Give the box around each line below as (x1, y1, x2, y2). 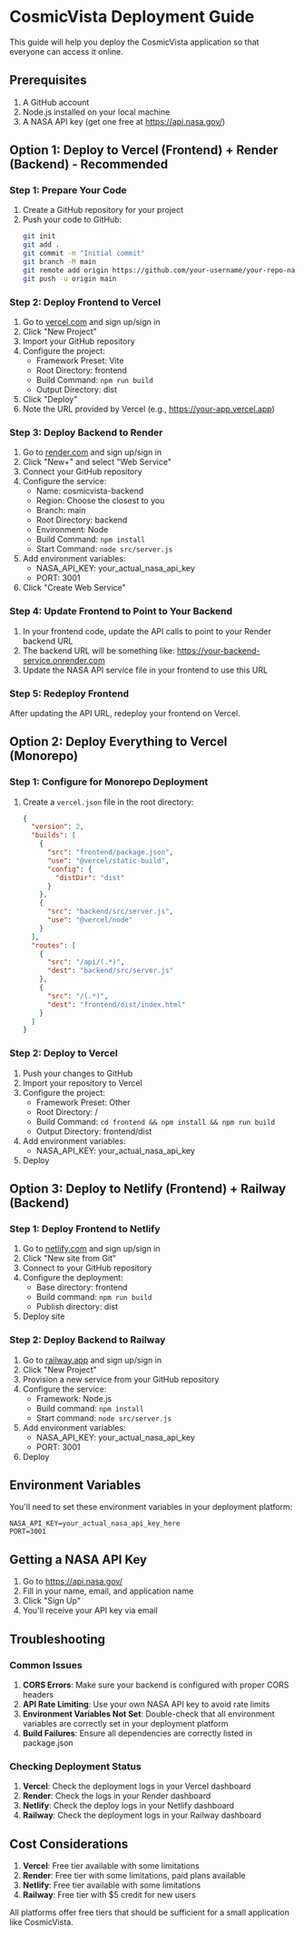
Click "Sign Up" (22, 1596, 82, 1606)
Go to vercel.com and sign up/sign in (22, 316, 161, 327)
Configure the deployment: (22, 1272, 124, 1283)
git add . (22, 240, 61, 249)
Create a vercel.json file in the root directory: (22, 796, 194, 807)
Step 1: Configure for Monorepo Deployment (9, 775, 209, 788)
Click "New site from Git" (22, 1253, 116, 1264)
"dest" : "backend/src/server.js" (46, 967, 174, 976)
